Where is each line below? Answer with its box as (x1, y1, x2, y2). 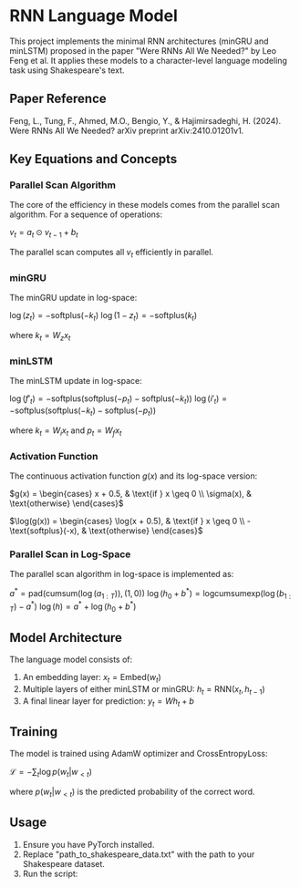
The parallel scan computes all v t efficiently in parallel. (9, 247, 214, 260)
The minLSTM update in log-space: (9, 376, 143, 387)
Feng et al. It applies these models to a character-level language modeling (9, 55, 287, 66)
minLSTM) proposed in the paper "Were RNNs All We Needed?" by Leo (9, 45, 276, 56)
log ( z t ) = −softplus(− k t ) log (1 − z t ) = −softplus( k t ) (9, 310, 198, 324)
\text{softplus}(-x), (9, 525, 80, 536)
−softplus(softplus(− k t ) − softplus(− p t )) (9, 405, 157, 418)
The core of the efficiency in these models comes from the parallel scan (9, 200, 280, 211)
